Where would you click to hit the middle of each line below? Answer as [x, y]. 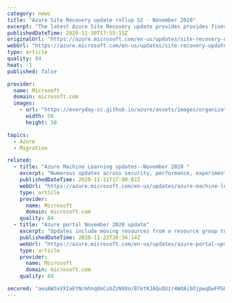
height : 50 [41, 122]
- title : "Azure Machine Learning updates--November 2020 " [101, 167]
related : [20, 160]
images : [25, 103]
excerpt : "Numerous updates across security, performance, [106, 174]
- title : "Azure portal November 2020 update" [81, 225]
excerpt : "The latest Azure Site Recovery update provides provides [108, 26]
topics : [18, 135]
